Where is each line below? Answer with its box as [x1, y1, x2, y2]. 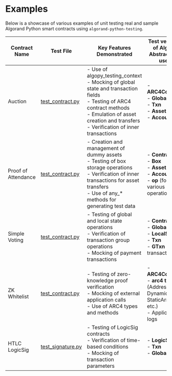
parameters [87, 362, 115, 369]
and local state [87, 217, 122, 224]
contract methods [87, 104, 130, 111]
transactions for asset [87, 177, 139, 184]
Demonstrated [96, 50, 133, 58]
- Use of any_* [87, 190, 123, 197]
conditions [103, 343, 129, 350]
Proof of [8, 167, 28, 174]
